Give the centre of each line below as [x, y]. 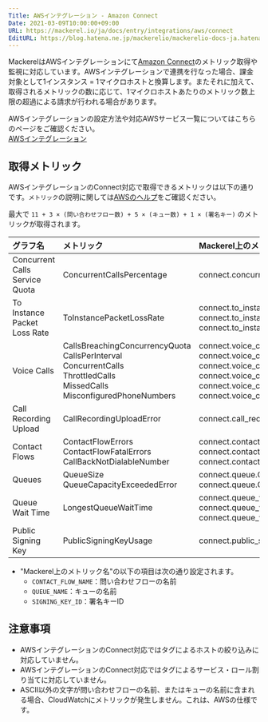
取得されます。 [60, 224]
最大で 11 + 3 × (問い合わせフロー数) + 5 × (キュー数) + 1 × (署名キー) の [126, 214]
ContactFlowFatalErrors [107, 452]
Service [27, 280]
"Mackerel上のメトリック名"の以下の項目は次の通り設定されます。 [129, 572]
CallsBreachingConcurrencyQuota [127, 346]
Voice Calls [33, 371]
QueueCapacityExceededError [120, 485]
